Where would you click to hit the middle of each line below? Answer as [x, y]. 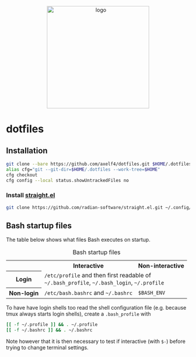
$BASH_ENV [151, 293]
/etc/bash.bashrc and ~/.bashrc [88, 293]
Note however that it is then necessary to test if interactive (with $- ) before [96, 341]
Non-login [24, 293]
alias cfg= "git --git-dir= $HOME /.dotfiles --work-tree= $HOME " [83, 169]
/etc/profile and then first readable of [98, 276]
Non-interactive [161, 266]
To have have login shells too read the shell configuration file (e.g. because [96, 307]
